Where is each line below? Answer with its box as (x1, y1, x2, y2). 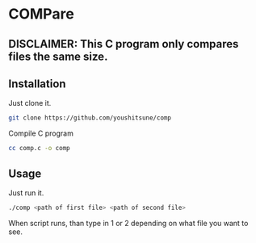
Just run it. (8, 187, 44, 198)
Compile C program (8, 128, 74, 138)
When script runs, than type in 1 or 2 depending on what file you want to (8, 218, 249, 228)
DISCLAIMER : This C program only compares (8, 37, 239, 51)
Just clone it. (8, 98, 52, 108)
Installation (8, 77, 66, 90)
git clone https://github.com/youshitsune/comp (8, 114, 172, 122)
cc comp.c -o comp (8, 145, 70, 153)
